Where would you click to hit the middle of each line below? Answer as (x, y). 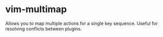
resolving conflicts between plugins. (44, 28)
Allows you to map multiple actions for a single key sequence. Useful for (81, 23)
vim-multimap (36, 9)
